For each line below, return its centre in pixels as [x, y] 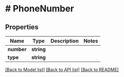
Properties [22, 27]
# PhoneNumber [40, 9]
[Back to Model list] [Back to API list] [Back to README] [62, 70]
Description [64, 41]
